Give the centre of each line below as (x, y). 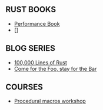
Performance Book (37, 23)
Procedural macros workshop (50, 101)
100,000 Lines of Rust (40, 62)
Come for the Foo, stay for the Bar (55, 68)
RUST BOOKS (31, 10)
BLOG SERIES (30, 48)
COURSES (24, 87)
